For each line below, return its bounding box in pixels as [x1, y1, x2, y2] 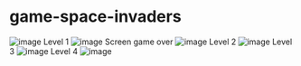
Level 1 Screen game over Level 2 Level [43, 36, 293, 47]
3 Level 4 [9, 45, 79, 56]
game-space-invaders [9, 6, 183, 27]
